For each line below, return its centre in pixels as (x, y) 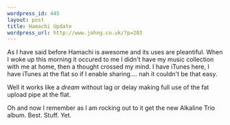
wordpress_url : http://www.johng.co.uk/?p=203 (75, 33)
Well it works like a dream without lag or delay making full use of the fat (108, 87)
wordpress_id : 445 (33, 13)
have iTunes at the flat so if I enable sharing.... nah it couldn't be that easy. (112, 74)
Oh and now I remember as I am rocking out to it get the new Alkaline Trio (111, 108)
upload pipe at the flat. (39, 95)
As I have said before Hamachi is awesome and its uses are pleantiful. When (115, 52)
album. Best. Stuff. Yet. (39, 115)
